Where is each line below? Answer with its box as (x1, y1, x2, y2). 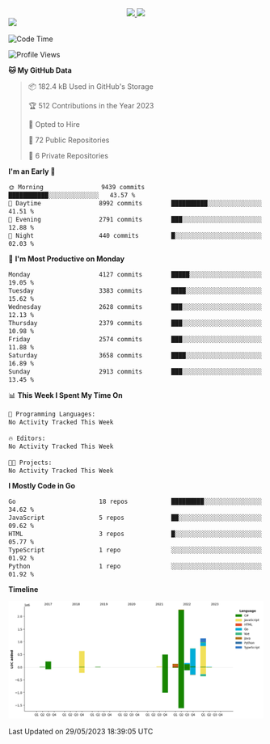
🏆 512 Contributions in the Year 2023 (27, 101, 154, 110)
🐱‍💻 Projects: (8, 459, 53, 467)
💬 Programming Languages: (8, 410, 95, 418)
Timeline (8, 585, 39, 594)
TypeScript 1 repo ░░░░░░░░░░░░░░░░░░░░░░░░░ (8, 546, 263, 554)
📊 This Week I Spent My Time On (8, 391, 123, 399)
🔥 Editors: (8, 434, 46, 442)
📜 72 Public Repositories (27, 135, 110, 145)
